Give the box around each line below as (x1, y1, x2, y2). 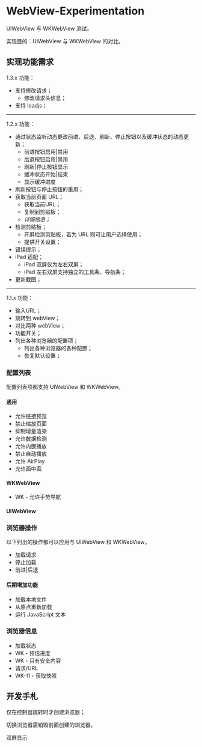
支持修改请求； (14, 87, 52, 94)
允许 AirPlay (14, 458, 45, 465)
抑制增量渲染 (14, 428, 47, 435)
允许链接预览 (14, 413, 47, 420)
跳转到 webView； (14, 314, 61, 322)
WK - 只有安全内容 (14, 657, 61, 664)
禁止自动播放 (14, 450, 47, 457)
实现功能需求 (6, 57, 54, 67)
